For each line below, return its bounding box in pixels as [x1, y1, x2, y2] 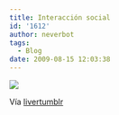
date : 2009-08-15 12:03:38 [9, 55, 111, 64]
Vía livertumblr [9, 96, 64, 107]
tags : [9, 38, 30, 48]
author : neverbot [9, 30, 75, 39]
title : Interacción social [9, 13, 111, 22]
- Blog [17, 47, 42, 56]
